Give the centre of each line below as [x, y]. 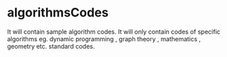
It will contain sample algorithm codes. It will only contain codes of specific [114, 32]
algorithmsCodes [58, 13]
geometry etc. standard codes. [51, 46]
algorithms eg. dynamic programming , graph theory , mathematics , [104, 38]
